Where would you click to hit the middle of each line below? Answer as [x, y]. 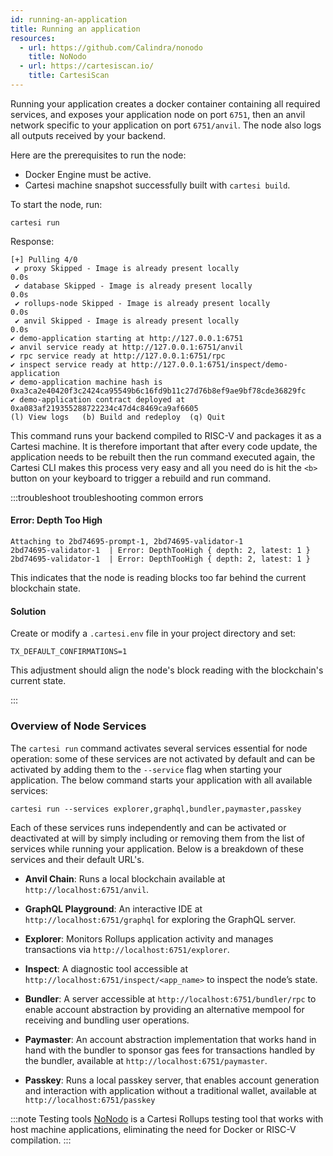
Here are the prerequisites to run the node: [98, 155]
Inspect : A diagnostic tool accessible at [106, 968]
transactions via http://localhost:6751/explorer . [127, 949]
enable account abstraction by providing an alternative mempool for [164, 1009]
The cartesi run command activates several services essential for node [159, 748]
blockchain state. [45, 588]
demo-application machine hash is [91, 382]
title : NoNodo [57, 57]
